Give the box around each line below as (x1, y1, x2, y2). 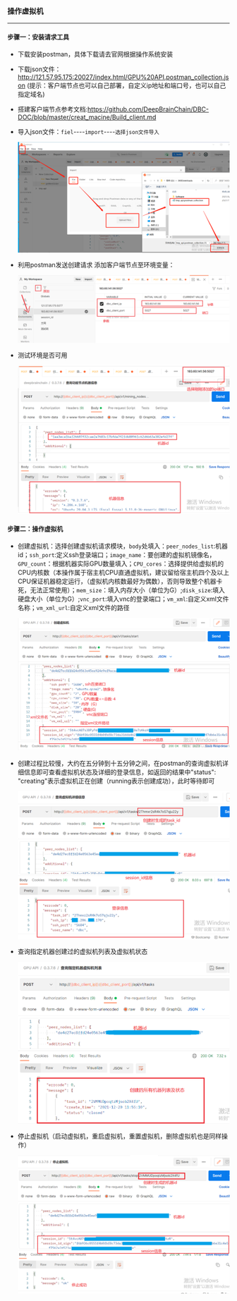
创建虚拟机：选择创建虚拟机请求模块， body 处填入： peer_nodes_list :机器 (17, 542, 228, 550)
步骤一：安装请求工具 (7, 32, 69, 41)
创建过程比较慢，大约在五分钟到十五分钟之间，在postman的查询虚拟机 (17, 759, 223, 767)
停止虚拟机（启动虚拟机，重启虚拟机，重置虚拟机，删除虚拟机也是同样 (17, 1132, 222, 1140)
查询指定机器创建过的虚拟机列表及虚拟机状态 (17, 947, 148, 955)
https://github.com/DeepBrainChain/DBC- (87, 104, 209, 114)
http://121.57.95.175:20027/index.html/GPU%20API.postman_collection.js (17, 73, 229, 81)
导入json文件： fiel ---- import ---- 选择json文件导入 (17, 127, 160, 135)
